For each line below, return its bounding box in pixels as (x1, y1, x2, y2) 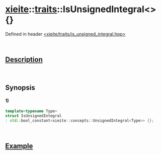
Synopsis (5, 83, 35, 92)
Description (5, 56, 43, 64)
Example (5, 142, 33, 150)
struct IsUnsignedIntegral (5, 114, 62, 119)
